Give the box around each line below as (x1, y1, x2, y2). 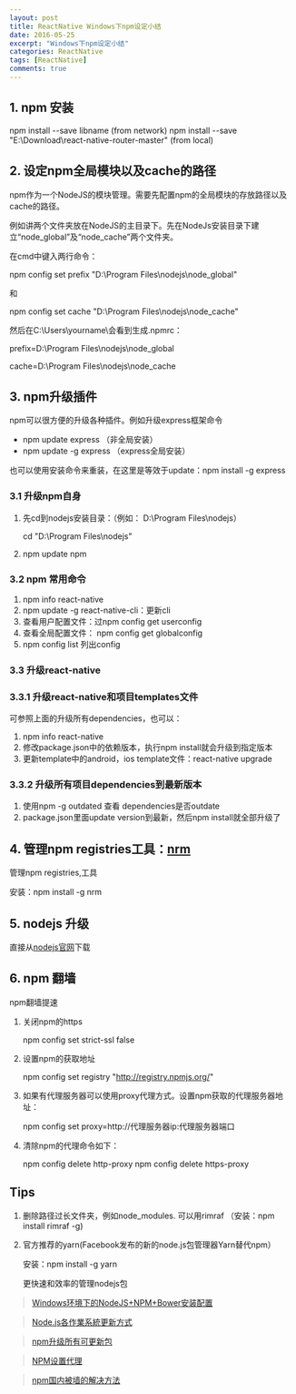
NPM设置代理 (31, 1355, 83, 1366)
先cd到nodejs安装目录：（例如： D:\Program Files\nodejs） (22, 512, 242, 524)
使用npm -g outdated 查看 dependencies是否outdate (22, 800, 221, 811)
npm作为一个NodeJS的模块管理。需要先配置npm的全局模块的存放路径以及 (9, 188, 288, 200)
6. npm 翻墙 (9, 971, 76, 986)
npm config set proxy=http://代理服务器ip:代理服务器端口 (22, 1121, 235, 1132)
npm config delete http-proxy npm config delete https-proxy (22, 1158, 250, 1169)
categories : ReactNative (9, 47, 104, 56)
